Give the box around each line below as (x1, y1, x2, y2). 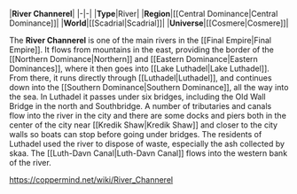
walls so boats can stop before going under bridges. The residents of (9, 129, 262, 139)
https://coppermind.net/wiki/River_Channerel (9, 175, 174, 185)
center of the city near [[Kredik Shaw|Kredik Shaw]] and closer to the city (9, 120, 277, 130)
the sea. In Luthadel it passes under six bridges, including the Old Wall (9, 91, 266, 102)
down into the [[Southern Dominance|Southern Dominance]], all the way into (9, 82, 289, 92)
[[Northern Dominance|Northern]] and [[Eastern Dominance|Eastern (9, 54, 259, 64)
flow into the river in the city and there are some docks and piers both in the (9, 111, 286, 120)
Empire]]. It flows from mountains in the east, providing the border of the (9, 44, 275, 55)
